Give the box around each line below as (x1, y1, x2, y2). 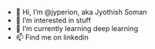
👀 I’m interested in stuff (15, 16, 91, 25)
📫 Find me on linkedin (15, 33, 89, 42)
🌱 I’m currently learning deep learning (15, 24, 138, 33)
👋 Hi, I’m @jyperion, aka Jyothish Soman (15, 8, 147, 16)
